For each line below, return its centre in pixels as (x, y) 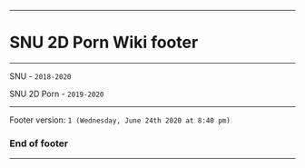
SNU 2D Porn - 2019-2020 (57, 94)
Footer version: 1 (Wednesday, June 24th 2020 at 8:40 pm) (120, 120)
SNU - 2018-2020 (40, 76)
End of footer (39, 143)
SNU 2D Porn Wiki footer (104, 43)
